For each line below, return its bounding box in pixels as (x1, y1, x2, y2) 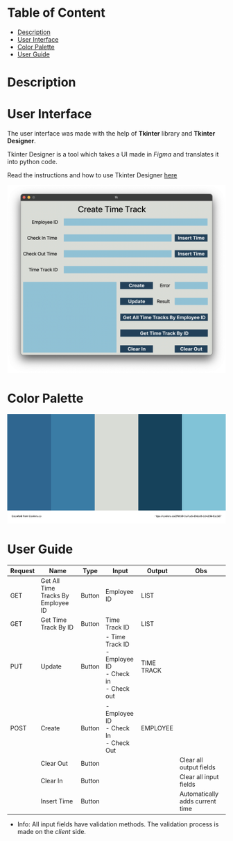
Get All (40, 576, 60, 585)
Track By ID (40, 623, 74, 632)
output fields (179, 763, 216, 771)
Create (40, 723, 60, 732)
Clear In (40, 776, 64, 785)
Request (10, 566, 35, 575)
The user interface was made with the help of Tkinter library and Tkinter (7, 129, 216, 138)
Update (40, 662, 62, 671)
